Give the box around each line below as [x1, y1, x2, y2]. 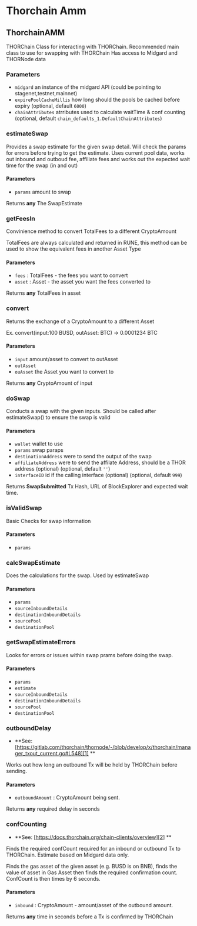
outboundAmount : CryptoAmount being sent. [14, 794, 121, 801]
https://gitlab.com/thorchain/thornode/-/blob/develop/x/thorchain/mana [16, 744, 191, 751]
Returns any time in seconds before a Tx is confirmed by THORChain [6, 913, 173, 920]
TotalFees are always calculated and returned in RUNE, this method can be [6, 239, 187, 247]
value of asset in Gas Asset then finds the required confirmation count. [6, 869, 178, 876]
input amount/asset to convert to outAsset [14, 355, 118, 362]
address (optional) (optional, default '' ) [14, 465, 111, 472]
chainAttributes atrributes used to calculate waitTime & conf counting [14, 109, 186, 116]
